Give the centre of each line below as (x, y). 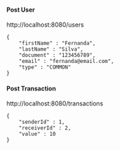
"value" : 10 (37, 134)
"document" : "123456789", (57, 55)
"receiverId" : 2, (45, 128)
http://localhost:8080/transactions (55, 103)
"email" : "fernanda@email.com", (67, 62)
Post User (21, 10)
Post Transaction (31, 88)
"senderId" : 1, (42, 122)
